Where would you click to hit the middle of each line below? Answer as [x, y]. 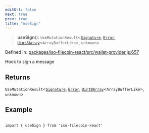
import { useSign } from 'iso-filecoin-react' [54, 125]
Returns [18, 77]
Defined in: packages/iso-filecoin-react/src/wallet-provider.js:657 [72, 52]
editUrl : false [21, 10]
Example [19, 110]
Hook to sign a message [30, 62]
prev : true [16, 19]
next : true [16, 14]
